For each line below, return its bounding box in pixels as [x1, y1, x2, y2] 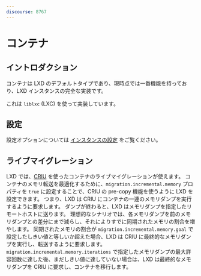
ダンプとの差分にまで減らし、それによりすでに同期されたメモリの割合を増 [11, 218, 196, 225]
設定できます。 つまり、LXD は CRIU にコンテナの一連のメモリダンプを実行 [6, 195, 192, 202]
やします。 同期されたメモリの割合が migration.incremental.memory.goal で [6, 225, 194, 233]
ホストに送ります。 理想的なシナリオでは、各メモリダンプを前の [22, 210, 181, 218]
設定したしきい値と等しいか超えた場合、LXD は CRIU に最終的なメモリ [6, 233, 181, 240]
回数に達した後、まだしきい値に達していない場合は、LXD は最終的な [11, 256, 181, 263]
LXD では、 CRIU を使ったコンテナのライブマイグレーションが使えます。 [6, 173, 184, 180]
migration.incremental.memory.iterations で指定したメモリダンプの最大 [6, 248, 186, 256]
